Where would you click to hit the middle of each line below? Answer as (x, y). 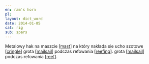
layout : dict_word (24, 19)
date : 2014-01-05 (23, 23)
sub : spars (16, 32)
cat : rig (14, 28)
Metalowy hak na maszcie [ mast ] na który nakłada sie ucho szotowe (74, 46)
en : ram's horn (21, 10)
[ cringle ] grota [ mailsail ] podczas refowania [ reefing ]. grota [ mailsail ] (75, 51)
